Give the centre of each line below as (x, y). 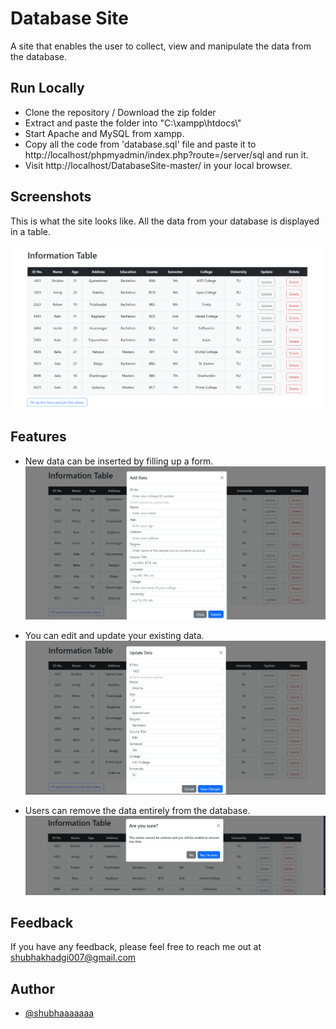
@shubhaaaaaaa (59, 1013)
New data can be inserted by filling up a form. (119, 461)
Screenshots (51, 197)
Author (32, 988)
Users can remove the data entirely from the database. (137, 810)
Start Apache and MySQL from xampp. (104, 133)
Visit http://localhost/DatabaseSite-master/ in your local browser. (158, 165)
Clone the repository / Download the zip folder (120, 112)
